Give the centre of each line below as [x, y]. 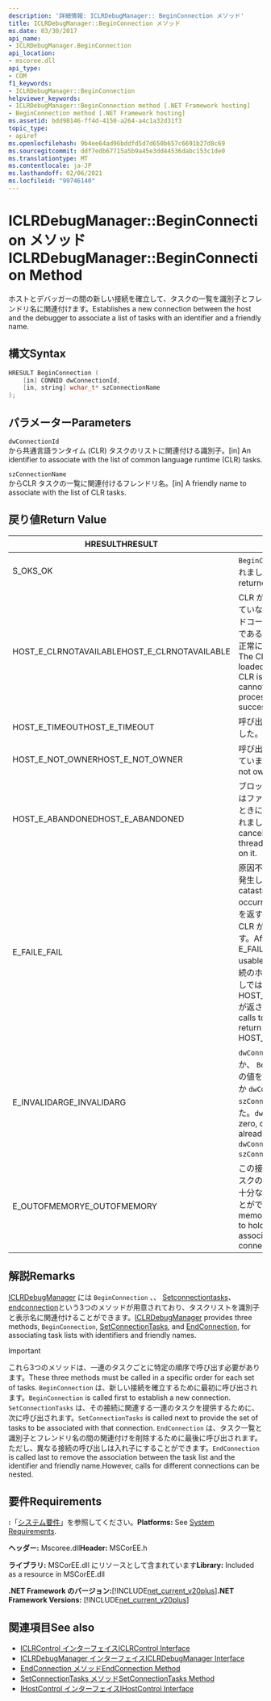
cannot [252, 687]
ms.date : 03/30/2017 [43, 31]
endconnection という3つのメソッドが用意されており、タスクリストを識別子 [134, 1307]
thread [251, 842]
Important [25, 1350]
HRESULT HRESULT [121, 544]
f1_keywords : [30, 83]
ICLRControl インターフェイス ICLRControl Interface [105, 1649]
